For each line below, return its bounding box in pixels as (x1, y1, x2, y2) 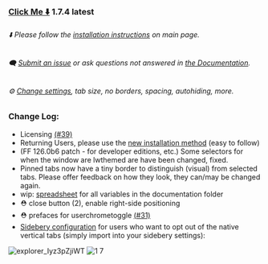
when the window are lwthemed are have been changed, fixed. (19, 155, 229, 164)
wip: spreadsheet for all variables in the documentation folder (19, 189, 224, 199)
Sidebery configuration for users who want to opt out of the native (19, 221, 239, 231)
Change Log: (8, 111, 60, 122)
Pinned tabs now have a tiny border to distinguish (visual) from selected (19, 163, 258, 173)
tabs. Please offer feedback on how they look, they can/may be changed (19, 171, 261, 182)
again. (19, 180, 41, 190)
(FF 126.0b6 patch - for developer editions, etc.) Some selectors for (19, 146, 243, 156)
